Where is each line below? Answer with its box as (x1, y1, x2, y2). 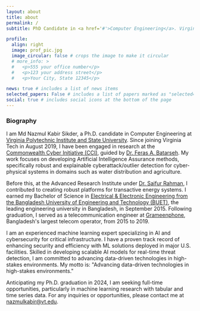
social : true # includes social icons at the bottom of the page (6, 97, 171, 103)
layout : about (6, 8, 42, 15)
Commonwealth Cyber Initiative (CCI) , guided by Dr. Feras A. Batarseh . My (6, 149, 189, 156)
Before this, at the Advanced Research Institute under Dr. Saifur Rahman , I (6, 180, 188, 187)
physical (6, 168, 27, 175)
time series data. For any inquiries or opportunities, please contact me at (6, 292, 185, 299)
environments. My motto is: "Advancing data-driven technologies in (23, 261, 189, 269)
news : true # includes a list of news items (6, 86, 118, 92)
